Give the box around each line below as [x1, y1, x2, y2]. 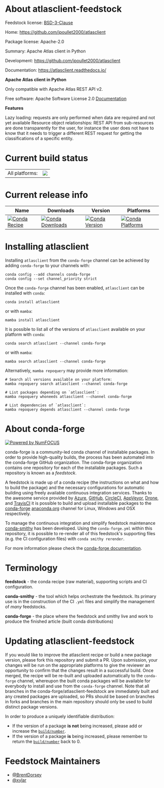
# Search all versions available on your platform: [5, 377, 112, 382]
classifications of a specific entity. [5, 135, 74, 141]
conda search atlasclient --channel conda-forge [5, 341, 106, 346]
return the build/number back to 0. [12, 739, 81, 744]
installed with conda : [5, 290, 45, 296]
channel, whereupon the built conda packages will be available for [17, 678, 150, 684]
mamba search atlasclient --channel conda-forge [5, 359, 106, 364]
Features [5, 105, 23, 111]
